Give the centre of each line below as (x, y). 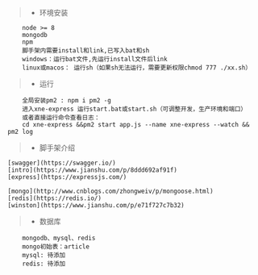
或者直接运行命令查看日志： (61, 118)
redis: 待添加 (44, 264)
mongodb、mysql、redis (59, 238)
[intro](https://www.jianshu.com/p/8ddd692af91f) (93, 170)
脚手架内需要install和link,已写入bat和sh (86, 51)
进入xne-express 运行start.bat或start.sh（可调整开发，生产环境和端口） (135, 109)
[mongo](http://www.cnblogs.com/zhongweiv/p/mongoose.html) (111, 191)
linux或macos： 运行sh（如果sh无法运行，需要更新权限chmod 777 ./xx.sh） (137, 68)
